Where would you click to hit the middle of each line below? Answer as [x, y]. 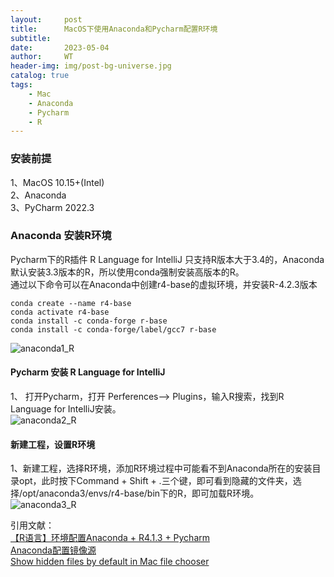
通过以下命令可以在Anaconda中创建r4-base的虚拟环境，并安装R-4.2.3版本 [164, 284]
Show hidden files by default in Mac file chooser [110, 562]
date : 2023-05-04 [60, 47]
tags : [21, 85]
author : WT [42, 57]
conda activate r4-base [60, 312]
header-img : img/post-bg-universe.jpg [91, 66]
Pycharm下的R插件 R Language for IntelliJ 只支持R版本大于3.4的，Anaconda [167, 259]
